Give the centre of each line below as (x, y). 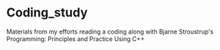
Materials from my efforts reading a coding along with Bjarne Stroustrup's (110, 32)
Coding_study (47, 13)
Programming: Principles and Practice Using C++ (75, 38)
